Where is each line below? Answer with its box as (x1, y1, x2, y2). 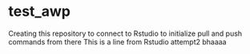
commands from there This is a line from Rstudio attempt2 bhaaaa (8, 37, 227, 46)
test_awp (8, 2, 71, 21)
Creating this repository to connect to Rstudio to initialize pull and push (8, 29, 243, 38)
